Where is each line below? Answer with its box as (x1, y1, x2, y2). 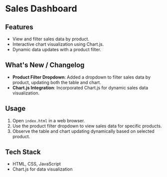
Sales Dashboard (5, 3, 77, 14)
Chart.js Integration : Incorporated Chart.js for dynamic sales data (12, 85, 149, 90)
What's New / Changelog (5, 61, 85, 70)
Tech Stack (5, 148, 41, 157)
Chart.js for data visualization (12, 166, 73, 172)
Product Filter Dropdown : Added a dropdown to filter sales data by (12, 74, 151, 80)
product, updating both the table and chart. (12, 79, 101, 85)
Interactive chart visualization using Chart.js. (12, 41, 104, 47)
